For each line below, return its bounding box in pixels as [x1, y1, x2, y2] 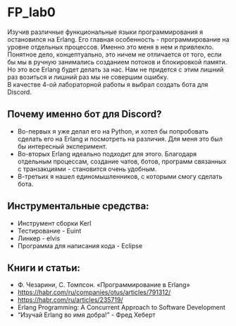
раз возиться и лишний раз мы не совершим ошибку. [7, 72, 169, 81]
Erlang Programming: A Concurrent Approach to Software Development [17, 303, 225, 312]
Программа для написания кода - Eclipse [17, 241, 143, 250]
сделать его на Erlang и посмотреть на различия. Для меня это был [17, 134, 223, 143]
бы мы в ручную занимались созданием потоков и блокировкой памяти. [7, 57, 228, 66]
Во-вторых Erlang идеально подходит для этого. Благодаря [17, 149, 197, 158]
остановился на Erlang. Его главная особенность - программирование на [7, 35, 230, 43]
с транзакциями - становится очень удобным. [17, 164, 157, 173]
